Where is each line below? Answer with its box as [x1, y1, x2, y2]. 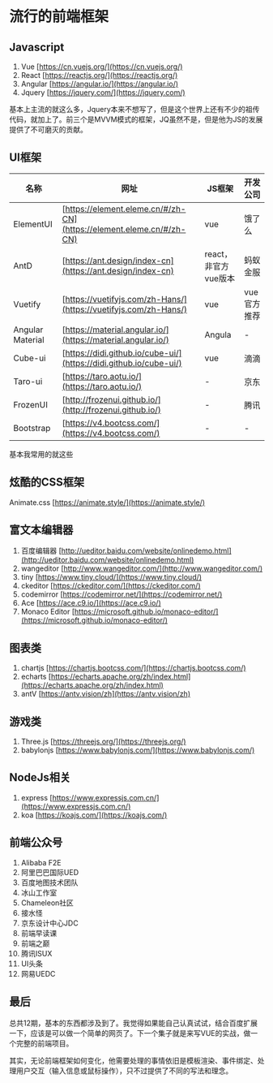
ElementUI [13, 218, 53, 230]
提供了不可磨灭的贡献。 [9, 125, 87, 134]
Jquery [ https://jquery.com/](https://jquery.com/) [20, 88, 186, 97]
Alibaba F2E [20, 857, 62, 867]
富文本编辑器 [9, 523, 74, 537]
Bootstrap [13, 422, 51, 434]
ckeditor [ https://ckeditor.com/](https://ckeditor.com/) [20, 581, 201, 591]
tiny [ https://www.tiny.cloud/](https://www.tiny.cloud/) [20, 572, 202, 582]
